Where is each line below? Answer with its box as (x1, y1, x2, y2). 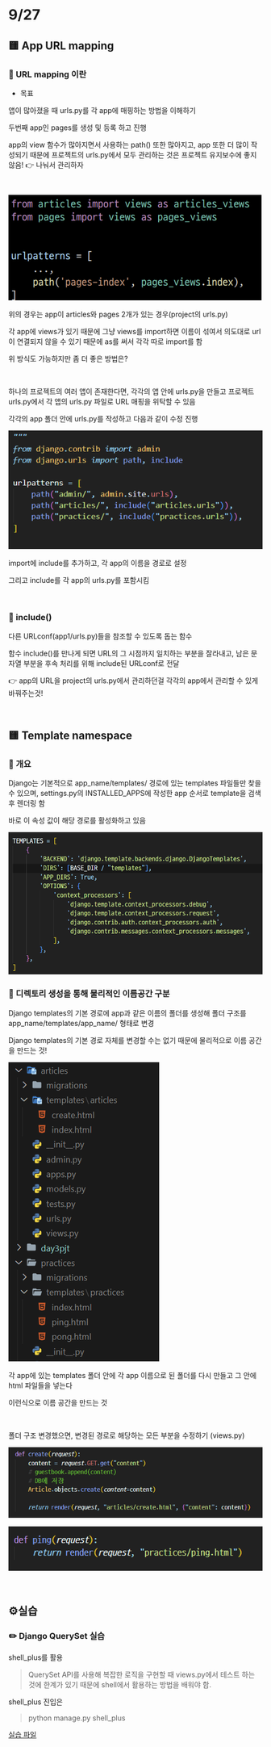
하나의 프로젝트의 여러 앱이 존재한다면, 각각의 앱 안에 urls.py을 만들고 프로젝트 (8, 386, 255, 396)
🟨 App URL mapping (8, 39, 115, 52)
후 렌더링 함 (8, 798, 46, 808)
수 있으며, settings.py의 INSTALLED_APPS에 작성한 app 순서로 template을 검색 (8, 789, 262, 798)
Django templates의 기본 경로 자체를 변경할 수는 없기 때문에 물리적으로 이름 (8, 1035, 248, 1045)
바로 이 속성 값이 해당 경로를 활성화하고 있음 (8, 815, 147, 825)
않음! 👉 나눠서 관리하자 (8, 160, 84, 170)
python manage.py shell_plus (27, 1713, 126, 1723)
